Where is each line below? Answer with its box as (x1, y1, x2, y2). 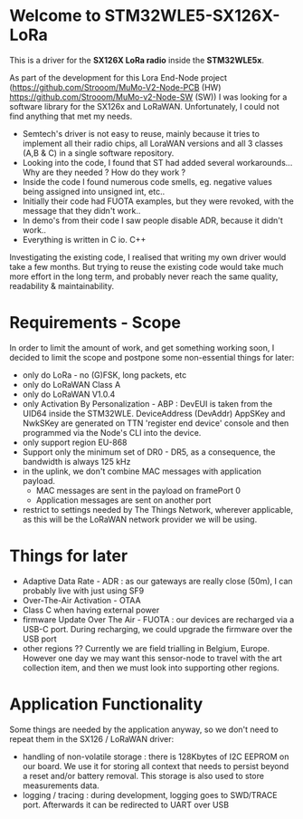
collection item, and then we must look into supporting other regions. (22, 662, 280, 673)
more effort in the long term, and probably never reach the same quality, (9, 271, 279, 282)
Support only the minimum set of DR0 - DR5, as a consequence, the (22, 446, 276, 458)
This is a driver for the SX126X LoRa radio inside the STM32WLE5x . (9, 54, 265, 65)
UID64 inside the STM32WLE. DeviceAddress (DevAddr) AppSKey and (22, 408, 286, 419)
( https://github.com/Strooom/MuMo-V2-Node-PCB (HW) (9, 82, 222, 92)
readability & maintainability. (9, 280, 115, 291)
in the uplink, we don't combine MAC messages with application (22, 466, 262, 477)
